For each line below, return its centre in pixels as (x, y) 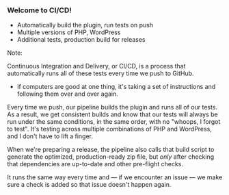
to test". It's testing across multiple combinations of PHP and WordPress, (109, 129)
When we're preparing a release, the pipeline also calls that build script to (111, 150)
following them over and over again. (67, 94)
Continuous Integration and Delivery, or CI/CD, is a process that (96, 66)
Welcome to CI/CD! (39, 10)
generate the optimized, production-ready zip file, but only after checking (111, 157)
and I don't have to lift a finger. (50, 136)
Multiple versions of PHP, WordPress (69, 32)
